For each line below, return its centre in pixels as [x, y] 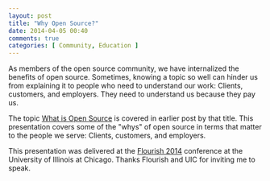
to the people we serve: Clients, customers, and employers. [107, 136]
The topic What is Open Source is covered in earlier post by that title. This [131, 118]
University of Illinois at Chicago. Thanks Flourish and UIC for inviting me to [132, 160]
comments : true [34, 38]
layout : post [30, 16]
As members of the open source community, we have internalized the [124, 68]
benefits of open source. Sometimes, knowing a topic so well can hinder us [133, 77]
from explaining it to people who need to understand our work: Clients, [126, 86]
